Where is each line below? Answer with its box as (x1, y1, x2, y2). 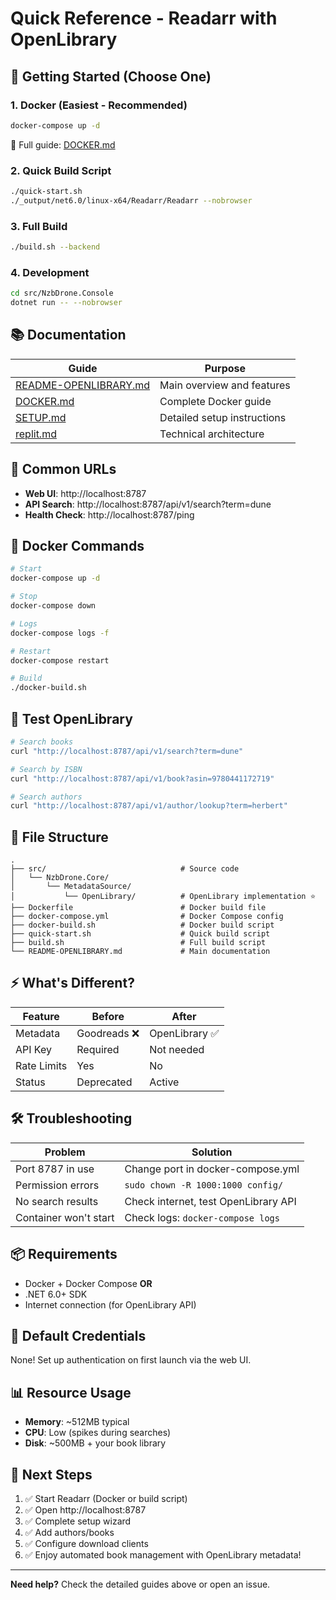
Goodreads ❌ (76, 1026, 140, 1040)
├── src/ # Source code (10, 864, 240, 874)
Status (15, 1075, 46, 1089)
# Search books (10, 737, 74, 747)
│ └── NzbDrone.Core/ (10, 873, 110, 883)
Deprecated (76, 1075, 133, 1089)
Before (91, 1009, 125, 1023)
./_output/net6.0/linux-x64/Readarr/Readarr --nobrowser (10, 195, 253, 206)
